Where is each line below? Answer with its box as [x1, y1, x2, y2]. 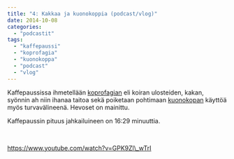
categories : [7, 23, 42, 30]
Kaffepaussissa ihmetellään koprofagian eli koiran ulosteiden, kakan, [7, 88, 204, 97]
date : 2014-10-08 [7, 17, 58, 24]
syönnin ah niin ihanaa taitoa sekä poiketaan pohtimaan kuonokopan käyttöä [7, 95, 227, 104]
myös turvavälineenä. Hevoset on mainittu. [7, 103, 130, 111]
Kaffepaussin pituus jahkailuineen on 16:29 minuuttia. [7, 116, 161, 125]
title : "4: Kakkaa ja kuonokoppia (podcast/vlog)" [7, 10, 158, 18]
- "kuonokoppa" [13, 56, 58, 63]
